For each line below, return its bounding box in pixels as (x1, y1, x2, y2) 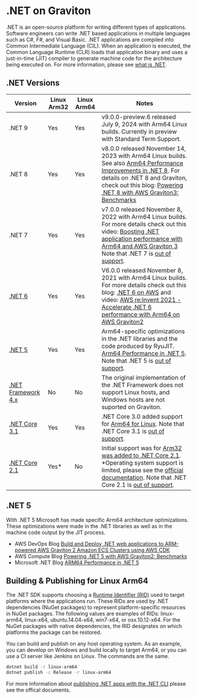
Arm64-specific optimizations (101, 327, 185, 335)
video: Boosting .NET (101, 227, 159, 236)
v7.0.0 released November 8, (101, 205, 183, 213)
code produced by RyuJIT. (101, 342, 175, 350)
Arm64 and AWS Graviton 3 (101, 242, 178, 250)
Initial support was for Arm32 (101, 444, 182, 452)
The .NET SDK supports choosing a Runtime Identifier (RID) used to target (6, 592, 185, 599)
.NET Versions (6, 78, 60, 88)
